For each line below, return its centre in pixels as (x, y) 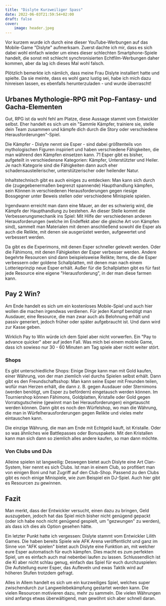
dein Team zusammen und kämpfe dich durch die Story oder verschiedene (82, 129)
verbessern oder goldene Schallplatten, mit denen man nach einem (74, 262)
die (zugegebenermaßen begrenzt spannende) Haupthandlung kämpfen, (79, 185)
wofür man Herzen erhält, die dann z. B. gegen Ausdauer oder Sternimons (81, 387)
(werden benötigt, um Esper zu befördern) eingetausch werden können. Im (82, 392)
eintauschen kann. (24, 418)
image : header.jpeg (34, 28)
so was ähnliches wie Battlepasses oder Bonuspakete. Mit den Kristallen (79, 433)
